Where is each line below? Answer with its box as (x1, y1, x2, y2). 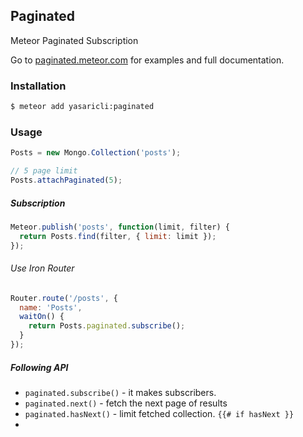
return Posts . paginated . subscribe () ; (28, 321, 186, 331)
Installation (10, 79, 67, 93)
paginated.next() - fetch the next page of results (24, 397, 228, 409)
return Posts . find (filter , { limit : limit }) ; (19, 231, 217, 241)
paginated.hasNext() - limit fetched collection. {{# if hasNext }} (24, 407, 295, 419)
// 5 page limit (10, 166, 78, 176)
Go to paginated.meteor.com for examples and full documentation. (10, 54, 285, 66)
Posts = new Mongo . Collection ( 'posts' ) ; (10, 148, 182, 158)
